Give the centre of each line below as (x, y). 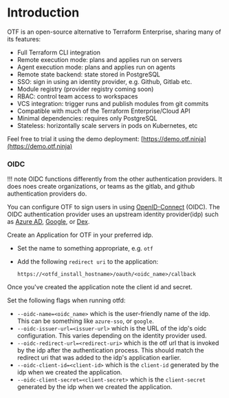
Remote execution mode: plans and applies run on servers (99, 59)
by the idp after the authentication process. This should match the (110, 350)
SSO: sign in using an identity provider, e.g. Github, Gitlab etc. (105, 81)
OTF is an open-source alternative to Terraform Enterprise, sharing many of (114, 32)
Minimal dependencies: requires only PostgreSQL (87, 118)
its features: (24, 39)
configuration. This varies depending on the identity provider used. (112, 336)
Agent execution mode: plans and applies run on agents (96, 67)
